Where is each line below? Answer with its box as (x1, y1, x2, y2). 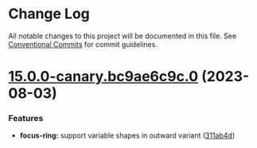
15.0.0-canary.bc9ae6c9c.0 (8, 68, 199, 86)
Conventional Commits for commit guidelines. (8, 39, 158, 49)
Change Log (8, 5, 90, 23)
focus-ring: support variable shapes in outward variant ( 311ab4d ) (19, 130, 236, 140)
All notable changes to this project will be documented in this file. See (8, 31, 237, 41)
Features (8, 113, 44, 124)
